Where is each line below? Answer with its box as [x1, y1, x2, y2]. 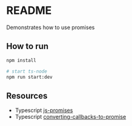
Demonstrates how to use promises [6, 24, 95, 31]
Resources [6, 90, 48, 101]
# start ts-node [6, 68, 47, 75]
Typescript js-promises [15, 107, 73, 114]
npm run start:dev [6, 74, 53, 80]
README [6, 4, 52, 18]
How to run [6, 41, 49, 51]
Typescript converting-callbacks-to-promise [15, 113, 127, 121]
